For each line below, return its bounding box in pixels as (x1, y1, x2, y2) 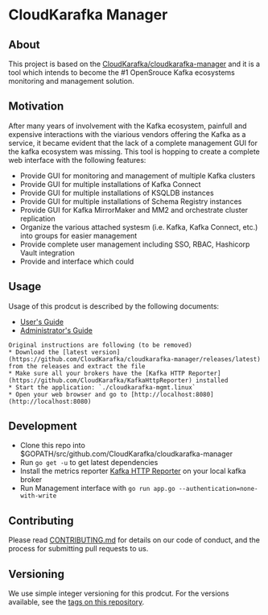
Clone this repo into (19, 441, 86, 451)
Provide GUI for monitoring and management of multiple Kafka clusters (19, 171, 256, 181)
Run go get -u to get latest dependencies (19, 458, 159, 467)
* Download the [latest (8, 348, 89, 356)
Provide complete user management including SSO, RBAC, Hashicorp (19, 239, 250, 249)
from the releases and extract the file (8, 362, 146, 370)
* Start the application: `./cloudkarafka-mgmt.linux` (8, 383, 196, 392)
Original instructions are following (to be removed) (8, 341, 193, 349)
